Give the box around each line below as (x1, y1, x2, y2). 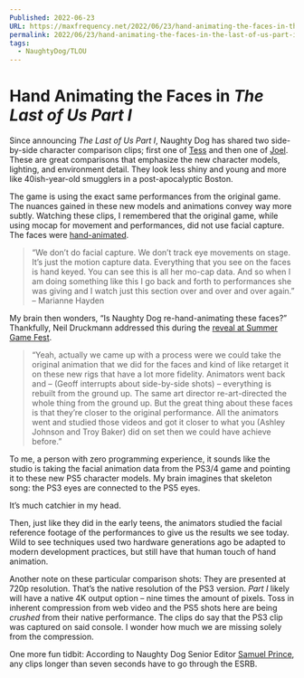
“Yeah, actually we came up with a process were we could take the (31, 349, 282, 360)
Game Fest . (9, 332, 52, 343)
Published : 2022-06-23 (9, 13, 95, 23)
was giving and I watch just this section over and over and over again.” (31, 286, 295, 297)
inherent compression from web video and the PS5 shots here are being (9, 603, 278, 614)
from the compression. (9, 631, 95, 643)
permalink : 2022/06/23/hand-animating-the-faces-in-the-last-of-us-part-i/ (9, 30, 301, 39)
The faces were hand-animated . (9, 230, 129, 241)
